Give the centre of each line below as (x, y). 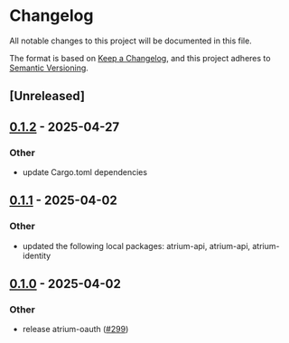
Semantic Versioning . (49, 68)
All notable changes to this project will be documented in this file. (131, 41)
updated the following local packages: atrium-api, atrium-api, (136, 246)
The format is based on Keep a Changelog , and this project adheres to (140, 58)
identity (37, 255)
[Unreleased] (47, 96)
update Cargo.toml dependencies (84, 172)
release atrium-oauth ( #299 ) (75, 329)
